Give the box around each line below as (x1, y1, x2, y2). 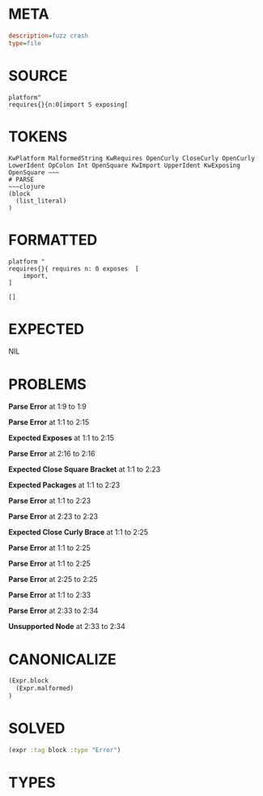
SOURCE (8, 66, 68, 85)
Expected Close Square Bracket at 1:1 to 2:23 (8, 464, 161, 474)
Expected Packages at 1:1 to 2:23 (8, 480, 121, 490)
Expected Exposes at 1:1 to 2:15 (8, 433, 115, 443)
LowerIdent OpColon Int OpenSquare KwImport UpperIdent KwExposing (8, 161, 241, 169)
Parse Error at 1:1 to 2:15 (8, 417, 90, 427)
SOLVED (8, 719, 66, 738)
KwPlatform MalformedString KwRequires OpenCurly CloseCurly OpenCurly (8, 154, 255, 162)
